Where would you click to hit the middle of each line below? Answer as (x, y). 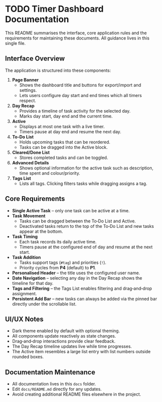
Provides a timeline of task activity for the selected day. (75, 111)
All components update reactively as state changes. (64, 336)
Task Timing (25, 236)
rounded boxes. (28, 357)
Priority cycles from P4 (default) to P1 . (58, 267)
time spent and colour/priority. (50, 173)
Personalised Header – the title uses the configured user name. (76, 273)
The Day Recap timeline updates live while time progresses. (72, 346)
